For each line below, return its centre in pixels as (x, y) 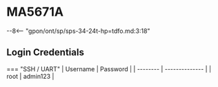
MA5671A (35, 12)
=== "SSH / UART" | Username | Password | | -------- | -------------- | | (109, 69)
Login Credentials (45, 52)
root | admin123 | (30, 76)
